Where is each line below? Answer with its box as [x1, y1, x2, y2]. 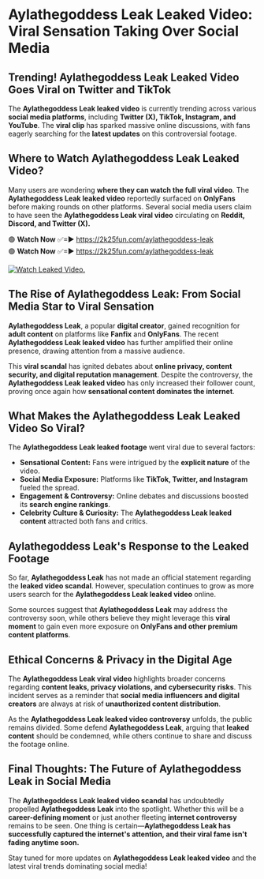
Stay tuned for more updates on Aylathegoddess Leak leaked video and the [8, 853, 257, 862]
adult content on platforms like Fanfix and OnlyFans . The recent [8, 329, 219, 339]
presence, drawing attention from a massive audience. [8, 346, 185, 355]
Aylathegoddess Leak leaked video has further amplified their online [8, 337, 233, 347]
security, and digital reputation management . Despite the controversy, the [8, 370, 254, 379]
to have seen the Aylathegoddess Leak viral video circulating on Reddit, [8, 210, 246, 220]
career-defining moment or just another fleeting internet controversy [8, 812, 238, 822]
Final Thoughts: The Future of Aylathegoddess [8, 762, 242, 776]
